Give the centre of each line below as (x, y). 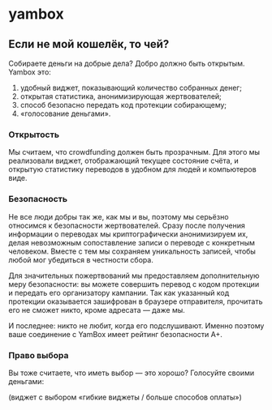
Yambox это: (30, 72)
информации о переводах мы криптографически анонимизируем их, (128, 234)
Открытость (34, 135)
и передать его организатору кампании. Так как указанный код (119, 293)
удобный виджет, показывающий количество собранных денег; (131, 88)
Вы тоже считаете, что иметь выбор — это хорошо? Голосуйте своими (131, 373)
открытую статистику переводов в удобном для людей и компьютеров (133, 169)
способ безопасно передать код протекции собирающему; (123, 105)
